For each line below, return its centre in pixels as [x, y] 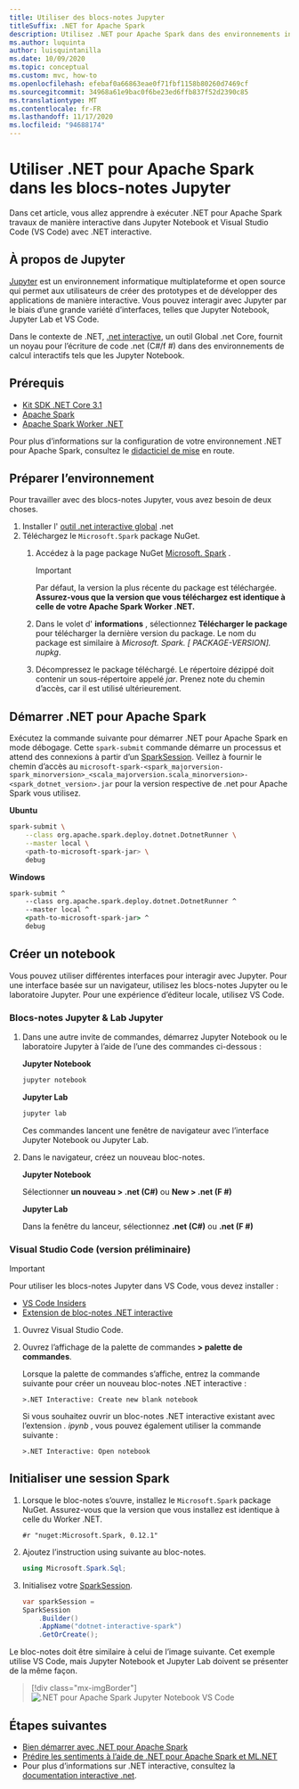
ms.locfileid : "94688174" [57, 126]
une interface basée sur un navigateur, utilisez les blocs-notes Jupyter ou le [149, 984]
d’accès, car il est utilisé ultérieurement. [109, 689]
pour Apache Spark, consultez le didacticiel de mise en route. [122, 450]
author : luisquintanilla [55, 51]
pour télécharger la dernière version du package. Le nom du [145, 633]
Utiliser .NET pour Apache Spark [132, 169]
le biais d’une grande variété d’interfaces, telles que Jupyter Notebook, [139, 309]
